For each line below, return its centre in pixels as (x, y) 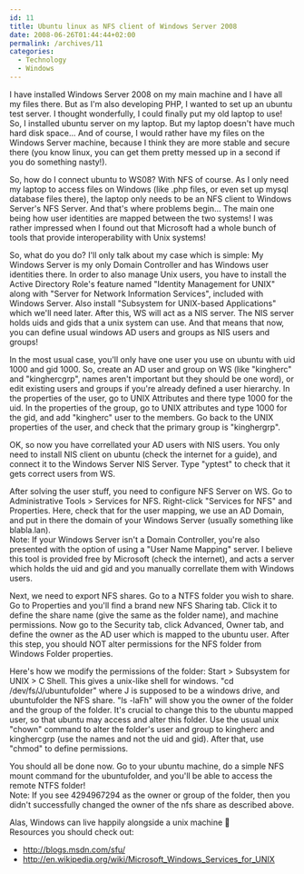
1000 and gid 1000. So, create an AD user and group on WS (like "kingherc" (151, 369)
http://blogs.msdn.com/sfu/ (74, 849)
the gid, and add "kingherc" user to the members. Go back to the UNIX (142, 417)
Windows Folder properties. (61, 653)
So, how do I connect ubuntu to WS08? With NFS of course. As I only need (149, 179)
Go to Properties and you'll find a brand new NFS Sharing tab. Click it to (143, 605)
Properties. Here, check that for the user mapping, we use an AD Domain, (147, 511)
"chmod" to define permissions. (69, 748)
